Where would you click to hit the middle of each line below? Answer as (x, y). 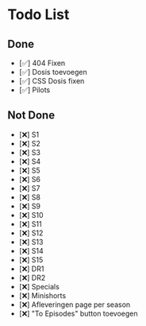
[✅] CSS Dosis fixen (52, 81)
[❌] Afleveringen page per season (75, 305)
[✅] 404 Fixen (42, 63)
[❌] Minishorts (42, 295)
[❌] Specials (39, 286)
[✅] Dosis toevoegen (53, 72)
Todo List (38, 15)
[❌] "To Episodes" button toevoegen (78, 313)
